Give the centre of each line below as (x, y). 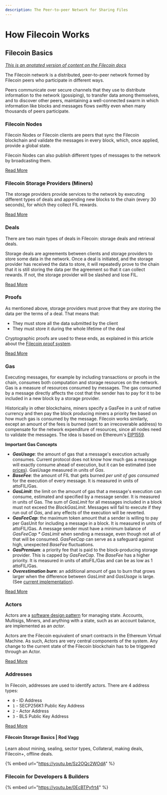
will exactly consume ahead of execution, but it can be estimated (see (84, 465)
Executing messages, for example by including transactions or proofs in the (83, 377)
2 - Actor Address (30, 711)
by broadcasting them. (28, 160)
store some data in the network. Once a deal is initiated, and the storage (79, 259)
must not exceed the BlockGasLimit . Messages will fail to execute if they (86, 507)
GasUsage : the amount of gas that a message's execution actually (81, 454)
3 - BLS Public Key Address (40, 716)
